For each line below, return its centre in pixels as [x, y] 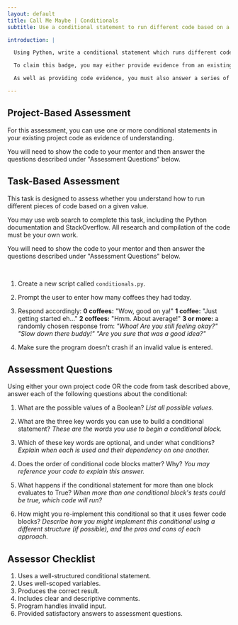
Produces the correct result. [59, 591]
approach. [33, 536]
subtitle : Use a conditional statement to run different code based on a [119, 27]
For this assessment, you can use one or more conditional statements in [112, 130]
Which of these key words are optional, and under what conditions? [116, 443]
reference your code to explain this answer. [81, 471]
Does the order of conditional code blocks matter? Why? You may [114, 464]
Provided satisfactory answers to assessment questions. [100, 614]
